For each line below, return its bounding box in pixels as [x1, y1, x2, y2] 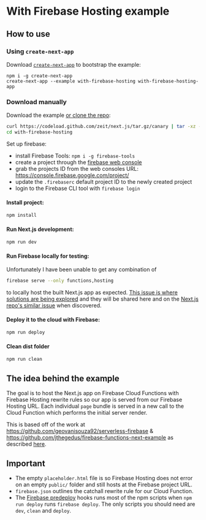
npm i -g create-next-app [6, 72, 72, 79]
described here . [6, 440, 47, 448]
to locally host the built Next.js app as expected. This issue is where [6, 289, 178, 296]
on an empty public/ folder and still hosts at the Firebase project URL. [15, 481, 193, 488]
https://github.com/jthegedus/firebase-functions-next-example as [6, 434, 174, 442]
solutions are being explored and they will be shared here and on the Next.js [6, 295, 199, 303]
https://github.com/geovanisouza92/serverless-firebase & [6, 428, 153, 435]
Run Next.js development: [6, 225, 74, 233]
